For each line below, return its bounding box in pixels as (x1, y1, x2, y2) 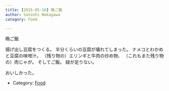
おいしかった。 (5, 70, 37, 76)
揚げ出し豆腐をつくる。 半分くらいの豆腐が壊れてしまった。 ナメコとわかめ (5, 47, 164, 53)
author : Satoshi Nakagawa (5, 12, 60, 17)
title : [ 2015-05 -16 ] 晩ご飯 (5, 7, 63, 13)
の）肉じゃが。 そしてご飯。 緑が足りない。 (5, 59, 97, 65)
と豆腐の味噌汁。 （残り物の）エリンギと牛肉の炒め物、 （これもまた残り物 (5, 53, 164, 59)
